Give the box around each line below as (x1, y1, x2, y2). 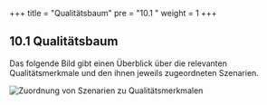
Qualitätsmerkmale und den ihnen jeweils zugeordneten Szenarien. (9, 67, 260, 78)
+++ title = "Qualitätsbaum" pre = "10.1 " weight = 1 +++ (9, 8, 217, 18)
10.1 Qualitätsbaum (9, 33, 119, 49)
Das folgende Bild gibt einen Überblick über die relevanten (9, 58, 228, 69)
